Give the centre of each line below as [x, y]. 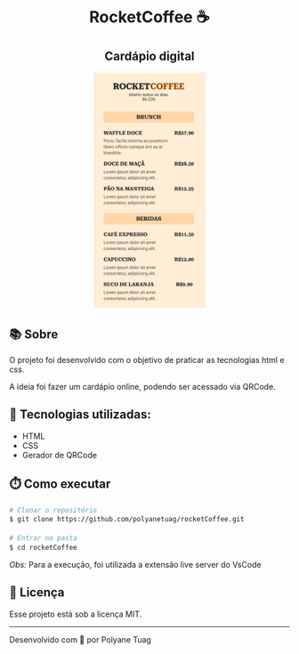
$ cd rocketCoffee [43, 548]
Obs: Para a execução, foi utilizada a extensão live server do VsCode [135, 564]
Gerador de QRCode [60, 455]
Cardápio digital [149, 56]
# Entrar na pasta [43, 538]
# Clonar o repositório [53, 510]
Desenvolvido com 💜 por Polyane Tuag [80, 639]
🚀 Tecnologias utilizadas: [80, 415]
